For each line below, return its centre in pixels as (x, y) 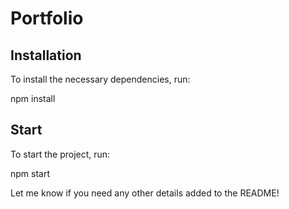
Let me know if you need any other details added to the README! (145, 193)
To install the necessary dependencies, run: (100, 79)
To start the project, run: (60, 154)
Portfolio (47, 18)
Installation (46, 55)
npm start (30, 173)
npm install (33, 98)
